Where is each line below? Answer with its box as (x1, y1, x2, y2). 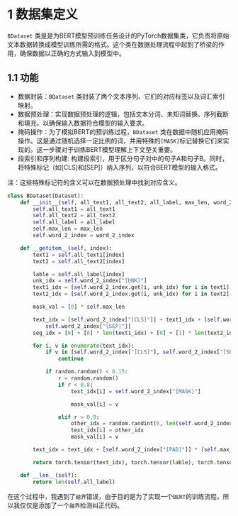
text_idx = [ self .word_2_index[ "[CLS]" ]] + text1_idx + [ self (33, 316, 220, 323)
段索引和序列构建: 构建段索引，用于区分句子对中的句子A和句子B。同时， (17, 154, 229, 163)
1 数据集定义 (7, 6, 78, 23)
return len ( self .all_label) (33, 478, 115, 485)
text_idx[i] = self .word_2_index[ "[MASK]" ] (70, 388, 201, 395)
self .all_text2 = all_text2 (33, 212, 115, 219)
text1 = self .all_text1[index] (33, 251, 125, 258)
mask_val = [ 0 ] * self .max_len (33, 303, 125, 310)
